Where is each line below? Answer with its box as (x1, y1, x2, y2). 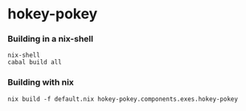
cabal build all (7, 58, 62, 66)
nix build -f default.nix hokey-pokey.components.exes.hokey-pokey (7, 95, 239, 103)
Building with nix (7, 77, 74, 88)
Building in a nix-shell (7, 34, 94, 45)
